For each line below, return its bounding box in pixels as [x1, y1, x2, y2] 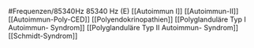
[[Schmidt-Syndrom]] [8, 31, 78, 40]
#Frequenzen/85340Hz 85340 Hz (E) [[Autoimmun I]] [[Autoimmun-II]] [8, 7, 239, 15]
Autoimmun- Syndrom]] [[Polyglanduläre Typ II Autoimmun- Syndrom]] [8, 23, 239, 32]
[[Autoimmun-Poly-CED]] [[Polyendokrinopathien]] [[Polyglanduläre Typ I [8, 15, 246, 24]
